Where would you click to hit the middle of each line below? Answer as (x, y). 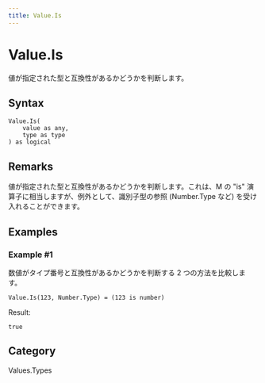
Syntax (26, 103)
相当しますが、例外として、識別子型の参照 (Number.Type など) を (136, 197)
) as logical (30, 142)
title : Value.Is (35, 15)
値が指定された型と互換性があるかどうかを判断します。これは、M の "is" (127, 186)
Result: (19, 312)
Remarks (31, 166)
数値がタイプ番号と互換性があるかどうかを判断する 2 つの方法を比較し (124, 272)
